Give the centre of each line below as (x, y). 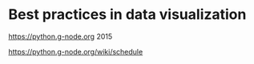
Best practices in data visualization (127, 15)
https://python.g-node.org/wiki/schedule (76, 51)
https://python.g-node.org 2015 (60, 36)
